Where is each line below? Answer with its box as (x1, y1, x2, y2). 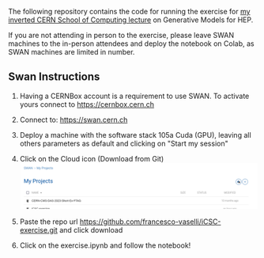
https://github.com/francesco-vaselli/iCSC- (79, 217, 221, 226)
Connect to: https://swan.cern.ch (19, 115, 128, 124)
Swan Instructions (8, 70, 100, 84)
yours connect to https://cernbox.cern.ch (19, 99, 155, 109)
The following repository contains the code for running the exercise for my (8, 7, 251, 16)
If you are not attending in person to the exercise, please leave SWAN (8, 31, 235, 40)
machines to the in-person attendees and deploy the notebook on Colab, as (8, 39, 255, 48)
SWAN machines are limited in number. (8, 47, 135, 56)
